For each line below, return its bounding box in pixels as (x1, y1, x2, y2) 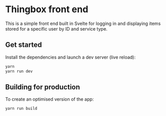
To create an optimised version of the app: (5, 96, 94, 102)
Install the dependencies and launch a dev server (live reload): (5, 54, 136, 60)
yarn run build (5, 106, 38, 111)
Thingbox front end (5, 4, 89, 15)
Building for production (5, 82, 80, 91)
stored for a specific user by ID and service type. (5, 25, 108, 32)
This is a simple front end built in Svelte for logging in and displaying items (5, 20, 161, 26)
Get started (5, 41, 42, 49)
